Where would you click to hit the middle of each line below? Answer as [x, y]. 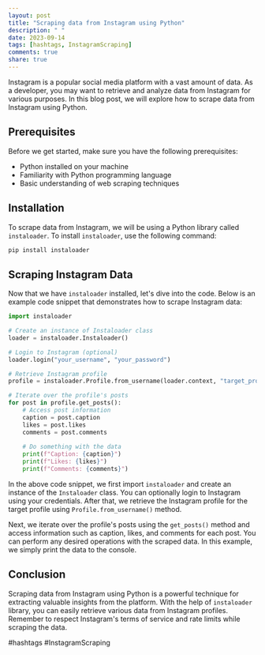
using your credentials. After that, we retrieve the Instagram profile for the [128, 501]
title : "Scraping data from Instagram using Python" [97, 23]
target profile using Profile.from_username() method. [95, 509]
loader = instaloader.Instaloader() [68, 338]
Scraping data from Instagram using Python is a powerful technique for [123, 593]
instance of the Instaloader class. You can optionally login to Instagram [125, 492]
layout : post [30, 15]
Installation [36, 208]
